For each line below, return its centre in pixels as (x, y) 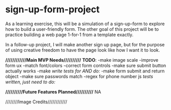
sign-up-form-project (52, 10)
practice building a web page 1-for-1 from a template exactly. (69, 34)
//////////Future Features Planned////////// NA (53, 91)
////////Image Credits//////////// (36, 102)
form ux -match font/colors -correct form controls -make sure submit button (86, 65)
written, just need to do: (30, 82)
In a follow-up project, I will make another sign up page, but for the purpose (85, 44)
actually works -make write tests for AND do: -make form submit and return (85, 71)
